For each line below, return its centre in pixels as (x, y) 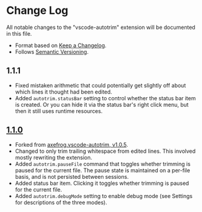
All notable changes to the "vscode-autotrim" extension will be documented (101, 27)
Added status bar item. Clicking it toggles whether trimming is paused (102, 183)
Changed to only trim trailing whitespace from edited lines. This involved (105, 151)
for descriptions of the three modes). (61, 202)
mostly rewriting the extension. (54, 157)
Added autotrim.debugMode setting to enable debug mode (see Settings (104, 196)
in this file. (19, 33)
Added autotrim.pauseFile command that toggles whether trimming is (103, 164)
